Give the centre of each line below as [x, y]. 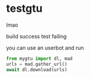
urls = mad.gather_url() [37, 64]
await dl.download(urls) [37, 70]
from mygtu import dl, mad [39, 58]
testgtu [24, 9]
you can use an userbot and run [45, 48]
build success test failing [36, 36]
